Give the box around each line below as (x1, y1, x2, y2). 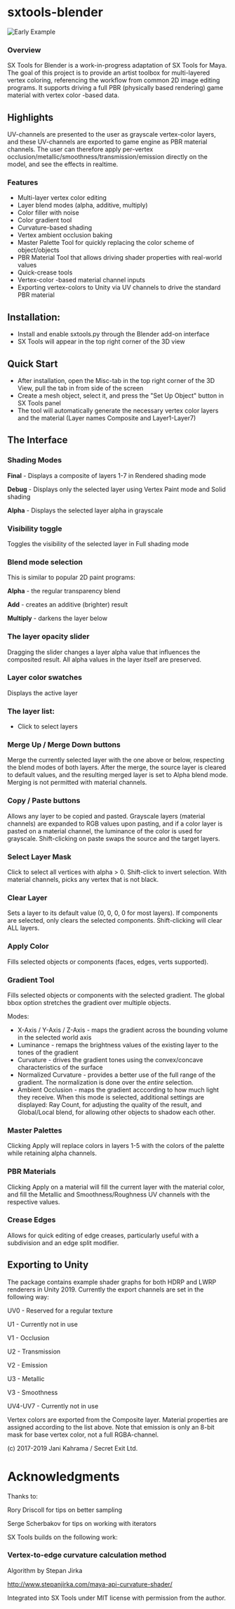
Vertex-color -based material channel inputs (17, 276, 146, 284)
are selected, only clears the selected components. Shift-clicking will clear (7, 916, 222, 925)
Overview (7, 45, 41, 55)
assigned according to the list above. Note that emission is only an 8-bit (7, 1422, 215, 1431)
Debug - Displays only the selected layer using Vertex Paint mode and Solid (7, 485, 226, 493)
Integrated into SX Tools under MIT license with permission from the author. (7, 1594, 227, 1602)
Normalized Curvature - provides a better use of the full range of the (17, 1071, 216, 1079)
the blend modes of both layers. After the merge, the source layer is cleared (7, 763, 227, 771)
